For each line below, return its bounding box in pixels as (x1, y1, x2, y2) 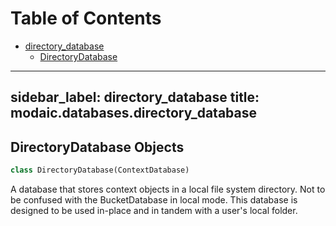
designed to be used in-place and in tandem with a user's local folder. (10, 205, 298, 217)
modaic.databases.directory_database (10, 105, 258, 122)
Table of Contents (10, 7, 162, 30)
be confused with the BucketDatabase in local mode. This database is (10, 194, 298, 206)
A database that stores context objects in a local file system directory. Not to (10, 183, 326, 196)
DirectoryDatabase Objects (10, 138, 185, 156)
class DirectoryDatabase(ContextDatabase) (10, 165, 190, 176)
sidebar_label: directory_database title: (10, 89, 260, 106)
